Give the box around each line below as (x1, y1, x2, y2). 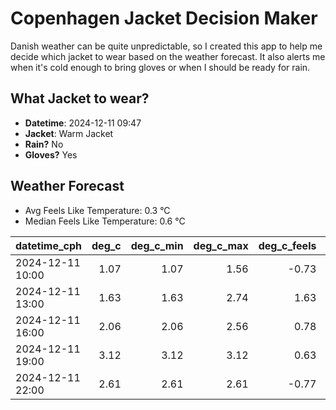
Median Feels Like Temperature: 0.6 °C (24, 215, 186, 227)
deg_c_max (193, 238, 249, 252)
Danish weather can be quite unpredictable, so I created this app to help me (10, 40, 323, 52)
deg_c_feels (258, 238, 317, 252)
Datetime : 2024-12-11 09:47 (24, 117, 142, 129)
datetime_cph (15, 238, 83, 252)
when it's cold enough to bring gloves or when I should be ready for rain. (10, 61, 311, 73)
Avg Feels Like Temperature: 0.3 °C (24, 204, 171, 216)
